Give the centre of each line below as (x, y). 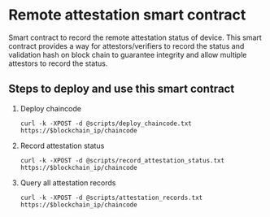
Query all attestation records (68, 182)
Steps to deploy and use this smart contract (122, 89)
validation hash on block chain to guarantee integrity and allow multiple (128, 54)
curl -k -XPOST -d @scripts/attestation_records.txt (111, 197)
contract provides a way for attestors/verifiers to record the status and (126, 46)
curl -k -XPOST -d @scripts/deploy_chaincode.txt (106, 124)
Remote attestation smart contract (127, 15)
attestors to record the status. (58, 63)
